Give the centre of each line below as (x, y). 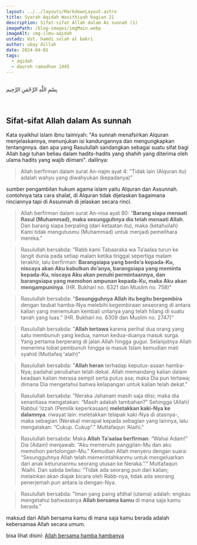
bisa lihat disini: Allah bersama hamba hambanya (65, 536)
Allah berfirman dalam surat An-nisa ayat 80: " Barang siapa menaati (104, 213)
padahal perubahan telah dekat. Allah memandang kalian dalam (110, 372)
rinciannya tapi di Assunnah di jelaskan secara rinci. (69, 202)
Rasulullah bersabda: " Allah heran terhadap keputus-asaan (92, 365)
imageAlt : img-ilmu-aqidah (39, 34)
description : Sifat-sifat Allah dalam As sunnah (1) (72, 22)
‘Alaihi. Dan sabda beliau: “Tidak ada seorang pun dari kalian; (94, 470)
